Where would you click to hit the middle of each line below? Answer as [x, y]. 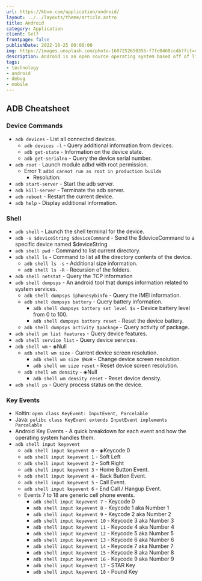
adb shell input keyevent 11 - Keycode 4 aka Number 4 [103, 527]
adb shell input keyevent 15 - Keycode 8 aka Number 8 [103, 553]
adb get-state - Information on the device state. [84, 151]
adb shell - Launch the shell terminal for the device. [80, 231]
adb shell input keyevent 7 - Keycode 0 [84, 502]
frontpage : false [28, 40]
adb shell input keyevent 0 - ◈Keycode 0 [77, 451]
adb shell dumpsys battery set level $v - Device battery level [112, 308]
